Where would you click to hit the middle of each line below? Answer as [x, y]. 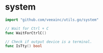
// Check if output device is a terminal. [49, 42]
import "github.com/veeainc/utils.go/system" [52, 20]
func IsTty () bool [24, 46]
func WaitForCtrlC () [26, 33]
